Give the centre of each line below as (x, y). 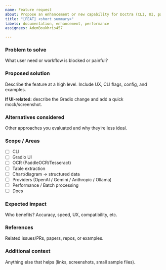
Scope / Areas (22, 141)
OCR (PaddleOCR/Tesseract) (42, 163)
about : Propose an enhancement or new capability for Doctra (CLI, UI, (80, 14)
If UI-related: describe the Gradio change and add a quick (64, 99)
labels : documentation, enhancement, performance (57, 24)
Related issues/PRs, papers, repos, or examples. (54, 238)
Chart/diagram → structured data (46, 174)
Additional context (28, 251)
